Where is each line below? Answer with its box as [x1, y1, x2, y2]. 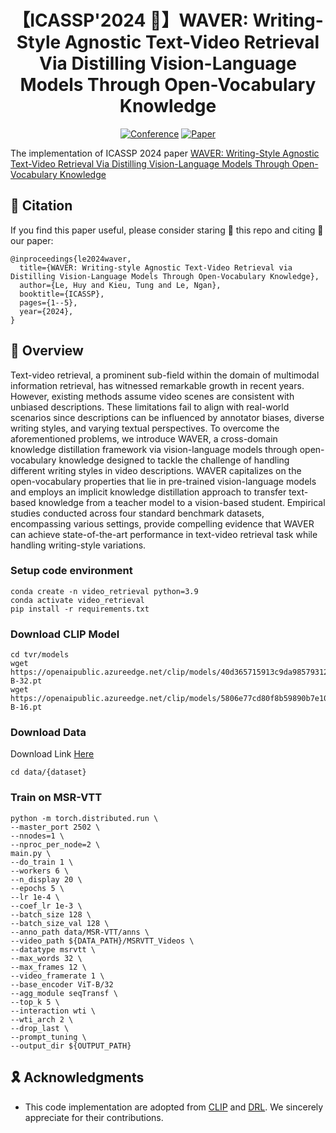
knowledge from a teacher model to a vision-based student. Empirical [38, 496, 326, 508]
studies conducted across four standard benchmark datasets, [10, 507, 265, 519]
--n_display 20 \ [10, 874, 83, 885]
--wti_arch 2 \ [10, 1014, 74, 1025]
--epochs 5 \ [10, 883, 65, 893]
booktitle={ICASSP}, [19, 289, 105, 299]
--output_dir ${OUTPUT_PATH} [10, 1041, 132, 1051]
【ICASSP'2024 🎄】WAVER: [12, 9, 249, 32]
